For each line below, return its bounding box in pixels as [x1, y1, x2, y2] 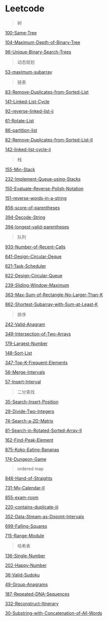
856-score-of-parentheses [5, 204, 60, 210]
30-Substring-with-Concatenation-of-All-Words [5, 610, 103, 616]
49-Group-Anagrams [5, 581, 48, 587]
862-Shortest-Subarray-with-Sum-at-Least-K [5, 301, 98, 307]
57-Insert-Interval [5, 379, 41, 385]
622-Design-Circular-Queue [5, 272, 63, 278]
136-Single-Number [5, 552, 45, 558]
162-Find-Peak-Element [5, 437, 54, 443]
